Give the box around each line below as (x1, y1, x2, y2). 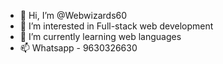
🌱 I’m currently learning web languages (19, 31, 182, 42)
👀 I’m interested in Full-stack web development (19, 20, 214, 32)
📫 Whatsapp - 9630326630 (19, 42, 138, 54)
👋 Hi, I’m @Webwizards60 (19, 10, 128, 21)
